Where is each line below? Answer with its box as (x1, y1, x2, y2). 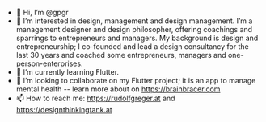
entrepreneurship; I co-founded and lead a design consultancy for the (15, 42, 249, 51)
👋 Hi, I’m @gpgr (15, 8, 69, 17)
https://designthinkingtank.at (15, 105, 113, 114)
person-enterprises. (15, 59, 83, 68)
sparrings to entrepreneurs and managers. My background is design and (15, 33, 259, 43)
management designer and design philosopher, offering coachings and (15, 25, 253, 34)
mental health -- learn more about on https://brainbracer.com (15, 84, 221, 94)
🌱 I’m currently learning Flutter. (15, 67, 120, 76)
